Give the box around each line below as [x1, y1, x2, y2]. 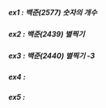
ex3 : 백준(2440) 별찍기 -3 [8, 51, 95, 60]
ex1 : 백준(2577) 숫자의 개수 [8, 7, 97, 17]
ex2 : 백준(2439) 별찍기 [8, 29, 85, 39]
